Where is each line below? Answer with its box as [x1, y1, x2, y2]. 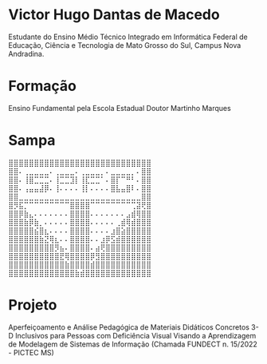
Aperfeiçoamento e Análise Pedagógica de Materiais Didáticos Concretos [8, 322, 249, 332]
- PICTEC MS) [8, 347, 54, 357]
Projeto [8, 296, 57, 314]
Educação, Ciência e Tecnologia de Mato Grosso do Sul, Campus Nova [8, 40, 241, 49]
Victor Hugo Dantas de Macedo [8, 6, 221, 24]
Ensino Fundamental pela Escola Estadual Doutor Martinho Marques [8, 103, 231, 113]
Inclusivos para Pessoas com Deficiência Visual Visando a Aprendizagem [15, 330, 257, 340]
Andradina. [8, 49, 45, 58]
